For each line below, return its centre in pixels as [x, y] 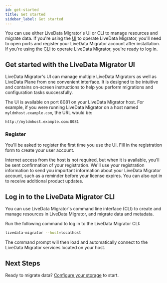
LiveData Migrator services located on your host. [55, 248]
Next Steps [23, 263]
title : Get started [25, 14]
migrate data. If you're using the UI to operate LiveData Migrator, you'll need [83, 38]
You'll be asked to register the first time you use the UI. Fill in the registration [84, 145]
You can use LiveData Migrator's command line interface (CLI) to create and [83, 209]
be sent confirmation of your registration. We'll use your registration [75, 165]
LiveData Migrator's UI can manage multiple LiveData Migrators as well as [81, 77]
